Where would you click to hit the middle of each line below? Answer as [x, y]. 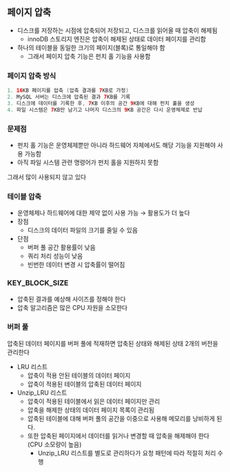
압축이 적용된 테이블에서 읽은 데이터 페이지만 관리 [94, 401]
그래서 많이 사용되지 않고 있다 [47, 177]
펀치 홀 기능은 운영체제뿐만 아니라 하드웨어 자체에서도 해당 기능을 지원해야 [116, 145]
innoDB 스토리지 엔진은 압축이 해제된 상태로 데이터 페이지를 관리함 [117, 39]
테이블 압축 [24, 197]
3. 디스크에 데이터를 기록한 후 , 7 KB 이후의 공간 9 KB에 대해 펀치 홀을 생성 [101, 103]
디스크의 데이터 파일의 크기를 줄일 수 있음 [83, 230]
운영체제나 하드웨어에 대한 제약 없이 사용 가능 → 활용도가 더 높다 [104, 213]
